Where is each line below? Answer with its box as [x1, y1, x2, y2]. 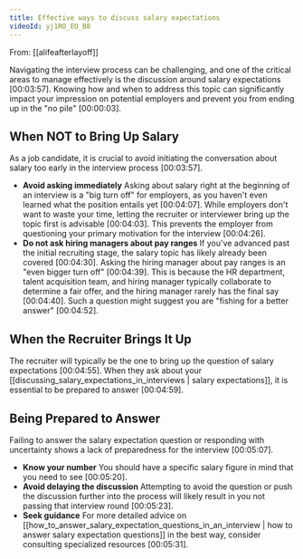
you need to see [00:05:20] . [22, 471, 128, 482]
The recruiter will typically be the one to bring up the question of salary [9, 355, 274, 367]
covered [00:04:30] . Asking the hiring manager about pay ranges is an [22, 257, 287, 268]
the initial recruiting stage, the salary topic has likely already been [22, 247, 268, 258]
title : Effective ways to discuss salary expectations [9, 13, 221, 23]
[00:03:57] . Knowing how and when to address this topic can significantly [9, 83, 285, 94]
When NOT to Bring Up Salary [9, 129, 179, 144]
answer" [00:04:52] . [22, 305, 99, 316]
